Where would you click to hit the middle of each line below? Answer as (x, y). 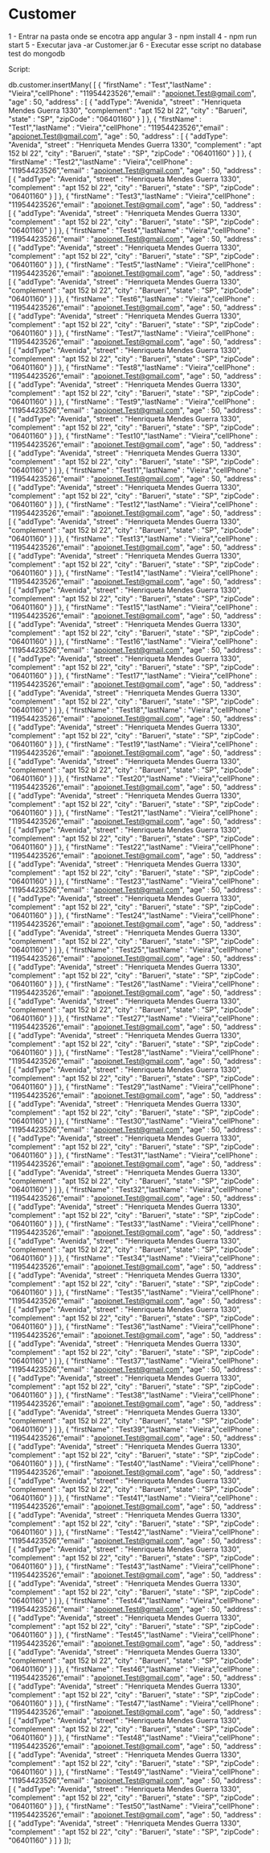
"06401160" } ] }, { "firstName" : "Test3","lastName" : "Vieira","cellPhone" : (131, 196)
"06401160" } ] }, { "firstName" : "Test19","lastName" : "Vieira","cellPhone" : (133, 744)
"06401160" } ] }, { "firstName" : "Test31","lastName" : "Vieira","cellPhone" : (133, 1155)
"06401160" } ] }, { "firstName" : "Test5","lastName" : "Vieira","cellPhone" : (131, 264)
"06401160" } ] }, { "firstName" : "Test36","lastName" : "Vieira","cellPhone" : (134, 1326)
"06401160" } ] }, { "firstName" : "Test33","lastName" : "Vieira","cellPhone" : (134, 1224)
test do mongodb (37, 53)
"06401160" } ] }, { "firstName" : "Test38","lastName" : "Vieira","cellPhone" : (134, 1394)
